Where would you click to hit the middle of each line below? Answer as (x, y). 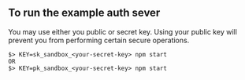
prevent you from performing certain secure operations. (99, 40)
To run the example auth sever (84, 13)
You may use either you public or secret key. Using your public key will (123, 31)
